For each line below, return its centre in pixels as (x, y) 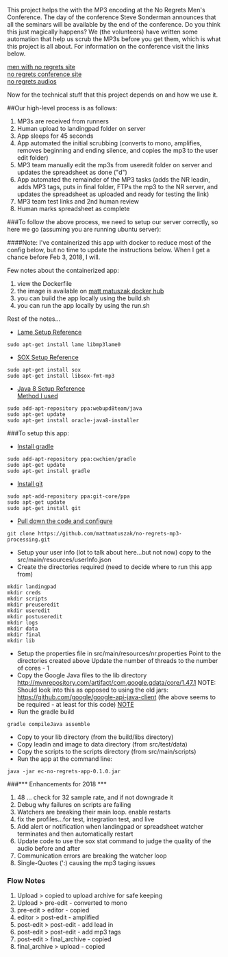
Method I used (37, 396)
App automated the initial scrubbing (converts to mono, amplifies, (109, 143)
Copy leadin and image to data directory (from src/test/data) (102, 744)
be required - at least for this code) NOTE (76, 704)
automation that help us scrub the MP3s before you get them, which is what (114, 39)
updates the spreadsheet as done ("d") (72, 172)
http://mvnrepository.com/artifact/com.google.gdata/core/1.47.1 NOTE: (116, 682)
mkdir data (23, 629)
